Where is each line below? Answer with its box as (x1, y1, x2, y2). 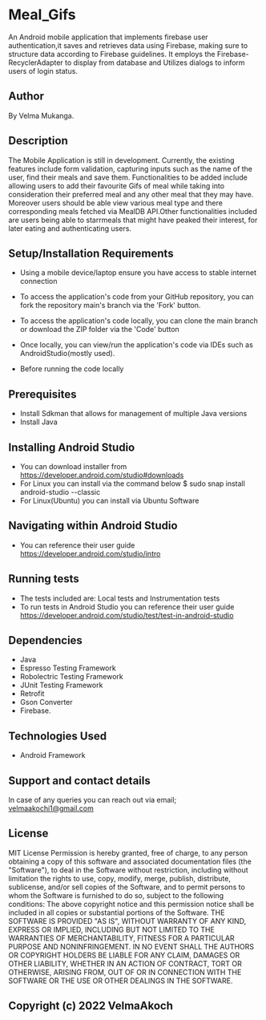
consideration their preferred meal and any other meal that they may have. (8, 189, 254, 199)
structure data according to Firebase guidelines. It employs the (8, 49, 216, 59)
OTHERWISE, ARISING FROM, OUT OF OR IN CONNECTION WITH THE (8, 967, 242, 977)
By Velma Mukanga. (8, 111, 75, 120)
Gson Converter (19, 698, 74, 707)
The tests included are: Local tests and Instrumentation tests (19, 593, 220, 603)
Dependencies (8, 633, 83, 647)
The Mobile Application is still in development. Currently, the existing (8, 155, 235, 165)
